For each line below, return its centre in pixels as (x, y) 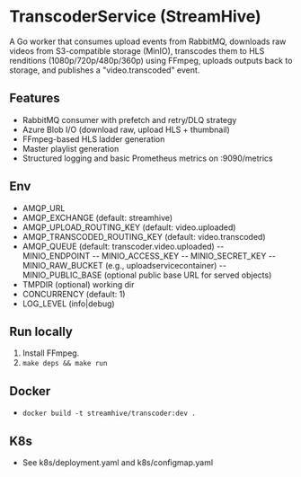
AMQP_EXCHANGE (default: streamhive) (97, 217)
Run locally (41, 331)
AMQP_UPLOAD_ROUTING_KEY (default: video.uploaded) (129, 227)
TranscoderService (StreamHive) (136, 17)
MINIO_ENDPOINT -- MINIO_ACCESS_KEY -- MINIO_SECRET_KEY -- (149, 256)
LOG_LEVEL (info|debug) (68, 304)
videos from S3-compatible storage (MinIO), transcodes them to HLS (137, 50)
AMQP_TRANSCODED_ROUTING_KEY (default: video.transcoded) (144, 236)
